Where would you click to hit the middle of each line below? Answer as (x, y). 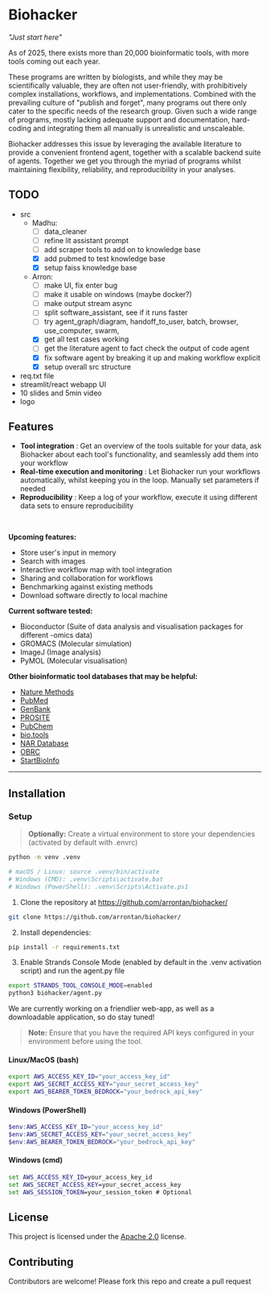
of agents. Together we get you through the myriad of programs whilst (125, 161)
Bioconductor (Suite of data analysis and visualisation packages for (131, 626)
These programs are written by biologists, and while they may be (116, 76)
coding (20, 128)
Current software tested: (51, 611)
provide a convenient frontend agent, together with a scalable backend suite (135, 152)
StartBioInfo (40, 761)
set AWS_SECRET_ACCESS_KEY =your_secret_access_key (95, 1184)
